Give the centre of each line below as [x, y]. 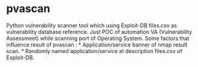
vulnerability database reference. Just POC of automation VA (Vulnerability [99, 31]
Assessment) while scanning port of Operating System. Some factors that [98, 38]
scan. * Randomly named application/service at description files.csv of [94, 51]
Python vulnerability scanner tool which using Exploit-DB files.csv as [91, 25]
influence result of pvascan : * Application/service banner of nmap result [97, 45]
